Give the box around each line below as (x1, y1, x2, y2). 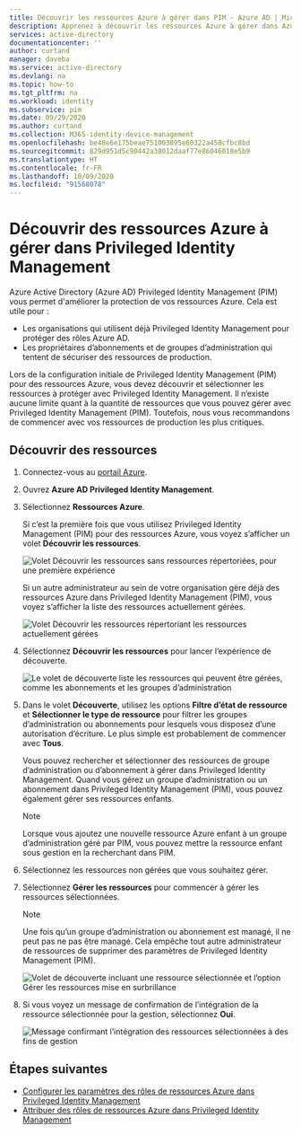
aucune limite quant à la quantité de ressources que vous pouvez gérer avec (9, 398, 292, 409)
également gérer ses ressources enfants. (21, 793, 175, 804)
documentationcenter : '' (9, 38, 102, 48)
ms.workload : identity (9, 96, 94, 106)
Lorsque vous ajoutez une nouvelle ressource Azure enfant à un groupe (21, 828, 288, 839)
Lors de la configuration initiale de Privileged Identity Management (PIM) (9, 369, 277, 380)
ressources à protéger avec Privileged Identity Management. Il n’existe (9, 388, 270, 400)
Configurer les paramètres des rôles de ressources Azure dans (21, 1086, 255, 1096)
